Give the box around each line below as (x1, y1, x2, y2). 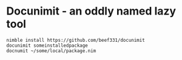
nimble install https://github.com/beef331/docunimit (6, 37, 146, 43)
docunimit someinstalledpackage (6, 42, 88, 48)
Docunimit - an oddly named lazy (6, 4, 177, 18)
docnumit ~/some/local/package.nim (6, 47, 96, 54)
